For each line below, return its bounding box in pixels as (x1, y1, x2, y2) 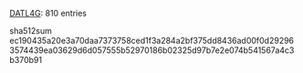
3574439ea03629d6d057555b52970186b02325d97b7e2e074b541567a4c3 (9, 45, 295, 56)
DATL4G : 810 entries (9, 8, 88, 18)
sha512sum (9, 26, 52, 36)
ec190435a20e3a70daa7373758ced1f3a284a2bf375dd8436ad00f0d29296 (9, 36, 295, 46)
